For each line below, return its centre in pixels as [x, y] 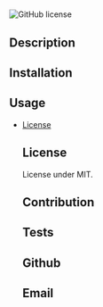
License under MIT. [57, 174]
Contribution [58, 202]
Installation [41, 73]
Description [42, 42]
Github [41, 263]
